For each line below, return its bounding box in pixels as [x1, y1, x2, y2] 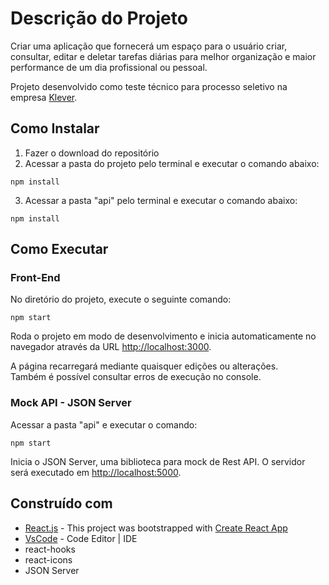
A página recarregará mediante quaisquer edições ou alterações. [10, 360, 279, 372]
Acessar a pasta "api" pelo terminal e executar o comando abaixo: [24, 194, 298, 206]
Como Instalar [10, 120, 100, 137]
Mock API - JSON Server [10, 396, 132, 410]
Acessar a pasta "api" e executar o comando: [10, 418, 198, 431]
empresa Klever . [10, 91, 78, 103]
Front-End [10, 271, 61, 285]
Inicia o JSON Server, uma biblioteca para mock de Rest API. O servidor [10, 455, 306, 467]
